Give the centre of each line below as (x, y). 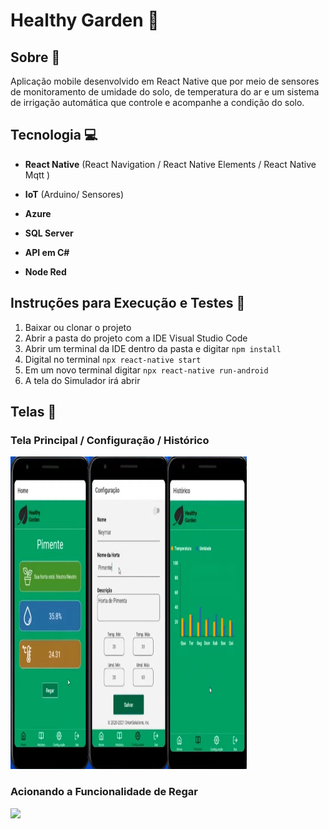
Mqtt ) (37, 175)
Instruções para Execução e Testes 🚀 (128, 303)
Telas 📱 (33, 412)
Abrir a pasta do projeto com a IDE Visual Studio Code (136, 338)
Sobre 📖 (35, 57)
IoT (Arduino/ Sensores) (74, 194)
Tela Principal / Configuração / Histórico (110, 440)
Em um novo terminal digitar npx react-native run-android (146, 370)
